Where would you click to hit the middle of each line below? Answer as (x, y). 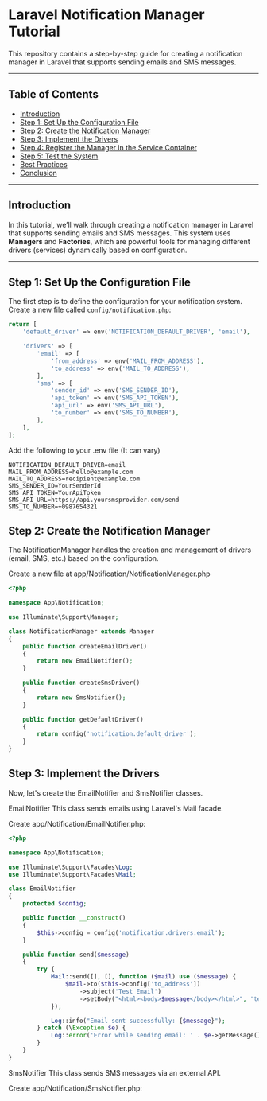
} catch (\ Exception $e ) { (81, 1028)
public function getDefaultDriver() (83, 719)
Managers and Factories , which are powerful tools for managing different (129, 241)
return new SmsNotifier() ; (81, 698)
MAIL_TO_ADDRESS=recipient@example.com (74, 479)
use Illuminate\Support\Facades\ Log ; (71, 867)
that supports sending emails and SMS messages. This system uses (120, 233)
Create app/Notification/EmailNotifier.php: (77, 823)
